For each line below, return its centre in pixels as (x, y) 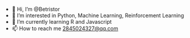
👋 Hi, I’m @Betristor (36, 9)
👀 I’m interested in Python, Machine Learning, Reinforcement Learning (98, 15)
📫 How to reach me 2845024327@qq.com (65, 28)
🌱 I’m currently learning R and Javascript (62, 22)
